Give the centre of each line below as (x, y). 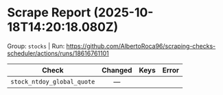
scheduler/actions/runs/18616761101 (58, 53)
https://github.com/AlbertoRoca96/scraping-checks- (141, 46)
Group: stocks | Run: (36, 46)
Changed (117, 70)
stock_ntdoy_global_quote (53, 81)
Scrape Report (49, 13)
